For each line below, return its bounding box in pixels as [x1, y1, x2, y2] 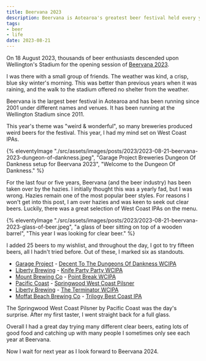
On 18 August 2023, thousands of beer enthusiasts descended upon [6, 55, 179, 61]
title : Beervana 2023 [6, 9, 62, 15]
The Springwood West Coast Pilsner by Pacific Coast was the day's [6, 305, 177, 311]
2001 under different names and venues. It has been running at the [6, 104, 175, 111]
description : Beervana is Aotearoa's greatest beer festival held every [6, 15, 196, 21]
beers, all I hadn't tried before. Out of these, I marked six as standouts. [6, 248, 185, 255]
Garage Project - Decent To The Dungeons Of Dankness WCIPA [15, 260, 177, 267]
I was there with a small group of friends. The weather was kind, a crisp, [6, 73, 189, 80]
